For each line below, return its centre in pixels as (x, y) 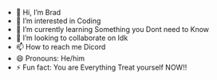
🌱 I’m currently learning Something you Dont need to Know (112, 29)
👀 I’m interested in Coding (58, 21)
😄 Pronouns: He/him (50, 58)
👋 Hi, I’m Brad (38, 12)
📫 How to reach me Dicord (61, 47)
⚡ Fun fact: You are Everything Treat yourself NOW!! (101, 67)
